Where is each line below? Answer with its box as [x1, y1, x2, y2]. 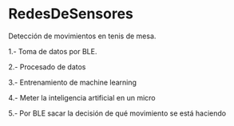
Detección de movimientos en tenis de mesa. [8, 31, 157, 41]
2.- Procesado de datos [8, 61, 86, 72]
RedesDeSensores [8, 5, 134, 23]
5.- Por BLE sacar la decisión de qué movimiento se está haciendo [8, 108, 226, 118]
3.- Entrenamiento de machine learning [8, 77, 137, 87]
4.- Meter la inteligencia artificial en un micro [8, 93, 156, 102]
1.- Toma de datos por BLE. [8, 46, 97, 56]
